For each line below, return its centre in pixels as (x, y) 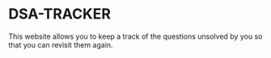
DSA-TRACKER (60, 14)
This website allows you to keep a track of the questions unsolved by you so (135, 36)
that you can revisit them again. (61, 44)
